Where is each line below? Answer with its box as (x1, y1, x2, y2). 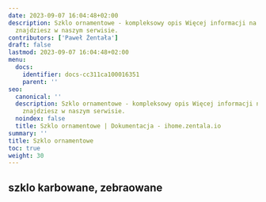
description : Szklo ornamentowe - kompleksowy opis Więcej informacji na (8, 19, 257, 27)
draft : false (8, 41, 51, 49)
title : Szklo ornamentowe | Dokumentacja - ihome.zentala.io (15, 122, 222, 130)
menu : (8, 56, 26, 64)
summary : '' (8, 129, 47, 137)
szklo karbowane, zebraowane (8, 181, 163, 194)
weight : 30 (8, 151, 44, 159)
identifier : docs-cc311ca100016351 (22, 71, 140, 78)
